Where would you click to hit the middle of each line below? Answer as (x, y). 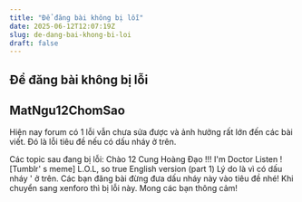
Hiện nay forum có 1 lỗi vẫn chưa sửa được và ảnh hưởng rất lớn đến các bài (151, 132)
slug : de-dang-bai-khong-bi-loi (70, 34)
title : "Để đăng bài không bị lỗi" (77, 18)
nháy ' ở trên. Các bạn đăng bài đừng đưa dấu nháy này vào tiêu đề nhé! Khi (151, 178)
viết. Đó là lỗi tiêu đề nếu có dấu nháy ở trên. (93, 142)
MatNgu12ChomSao (67, 111)
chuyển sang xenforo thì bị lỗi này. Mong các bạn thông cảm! (124, 188)
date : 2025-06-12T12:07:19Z (63, 26)
